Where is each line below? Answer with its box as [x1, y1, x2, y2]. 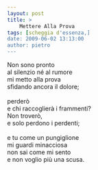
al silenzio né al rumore [7, 68, 73, 76]
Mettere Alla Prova [19, 23, 75, 29]
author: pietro [7, 42, 51, 49]
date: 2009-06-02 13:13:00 [7, 36, 84, 42]
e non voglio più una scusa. [7, 156, 85, 163]
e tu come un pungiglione [7, 134, 79, 141]
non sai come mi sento [7, 148, 71, 156]
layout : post [7, 10, 45, 17]
